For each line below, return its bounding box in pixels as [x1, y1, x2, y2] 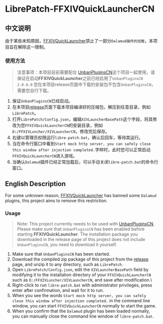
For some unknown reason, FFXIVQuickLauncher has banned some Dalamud [5, 193, 157, 199]
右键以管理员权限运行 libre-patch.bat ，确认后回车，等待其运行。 [12, 135, 144, 141]
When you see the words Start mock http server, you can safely [12, 293, 146, 299]
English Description [5, 180, 66, 188]
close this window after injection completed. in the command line [12, 298, 150, 304]
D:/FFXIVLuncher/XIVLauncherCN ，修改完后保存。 [12, 128, 110, 135]
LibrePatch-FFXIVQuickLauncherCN [5, 3, 155, 15]
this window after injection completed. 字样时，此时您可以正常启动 [12, 147, 151, 153]
